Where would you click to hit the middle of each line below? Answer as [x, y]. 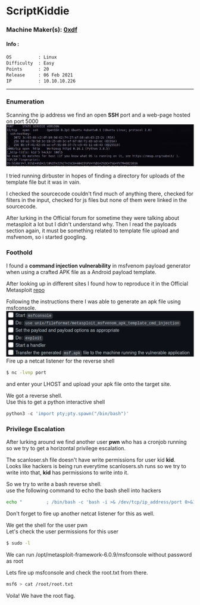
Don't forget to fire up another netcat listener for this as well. [80, 514]
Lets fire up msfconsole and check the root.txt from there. [77, 573]
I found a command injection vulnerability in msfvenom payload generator [99, 265]
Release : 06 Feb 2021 [40, 75]
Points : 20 [28, 69]
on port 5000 [22, 121]
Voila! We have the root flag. [41, 595]
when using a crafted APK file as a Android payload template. [81, 272]
